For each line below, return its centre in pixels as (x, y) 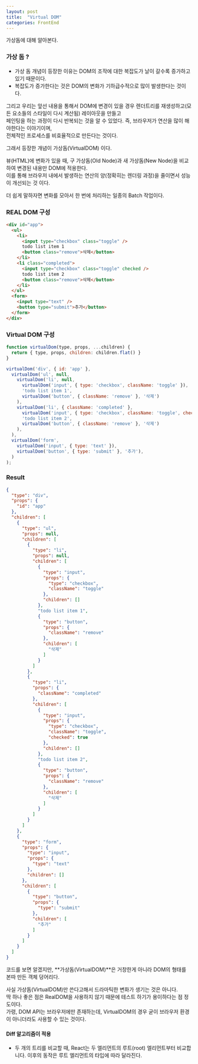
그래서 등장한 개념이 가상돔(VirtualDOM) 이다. (59, 148)
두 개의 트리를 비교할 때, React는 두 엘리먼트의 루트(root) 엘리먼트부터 (95, 1048)
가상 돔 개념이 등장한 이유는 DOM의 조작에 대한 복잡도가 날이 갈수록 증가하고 (102, 71)
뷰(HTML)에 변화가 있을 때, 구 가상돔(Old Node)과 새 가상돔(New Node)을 (92, 160)
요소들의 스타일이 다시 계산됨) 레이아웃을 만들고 (67, 113)
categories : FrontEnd (33, 22)
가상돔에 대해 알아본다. (32, 40)
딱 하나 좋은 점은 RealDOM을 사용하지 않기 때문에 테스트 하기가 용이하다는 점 (94, 997)
